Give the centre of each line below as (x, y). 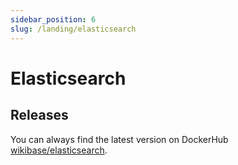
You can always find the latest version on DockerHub (119, 139)
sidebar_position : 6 (53, 19)
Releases (39, 115)
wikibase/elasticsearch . (59, 150)
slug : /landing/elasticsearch (73, 29)
